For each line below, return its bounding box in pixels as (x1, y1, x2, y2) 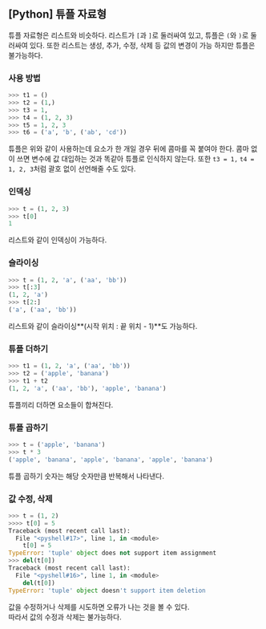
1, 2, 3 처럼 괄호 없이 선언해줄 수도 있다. (8, 164, 136, 174)
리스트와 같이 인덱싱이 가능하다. (8, 235, 107, 245)
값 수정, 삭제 (8, 493, 53, 504)
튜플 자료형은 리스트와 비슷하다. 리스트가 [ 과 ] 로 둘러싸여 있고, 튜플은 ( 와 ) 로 (8, 30, 249, 40)
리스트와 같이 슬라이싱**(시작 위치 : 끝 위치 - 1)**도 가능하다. (8, 321, 198, 331)
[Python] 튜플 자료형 (8, 7, 107, 22)
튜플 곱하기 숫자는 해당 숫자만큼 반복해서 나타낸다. (8, 471, 165, 481)
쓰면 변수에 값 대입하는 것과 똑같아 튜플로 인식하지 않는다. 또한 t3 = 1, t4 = (16, 154, 255, 164)
